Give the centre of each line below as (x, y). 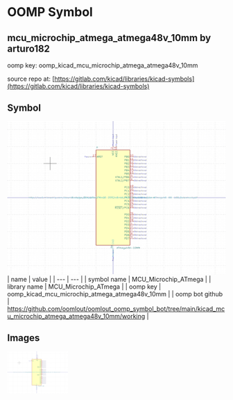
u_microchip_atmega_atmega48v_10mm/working (76, 316)
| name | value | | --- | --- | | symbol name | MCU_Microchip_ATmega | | (109, 279)
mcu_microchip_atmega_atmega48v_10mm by (109, 38)
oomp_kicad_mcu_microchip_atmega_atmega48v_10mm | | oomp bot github (115, 294)
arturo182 (29, 48)
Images (24, 338)
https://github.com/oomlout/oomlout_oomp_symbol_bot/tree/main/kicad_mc (116, 309)
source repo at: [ (31, 79)
